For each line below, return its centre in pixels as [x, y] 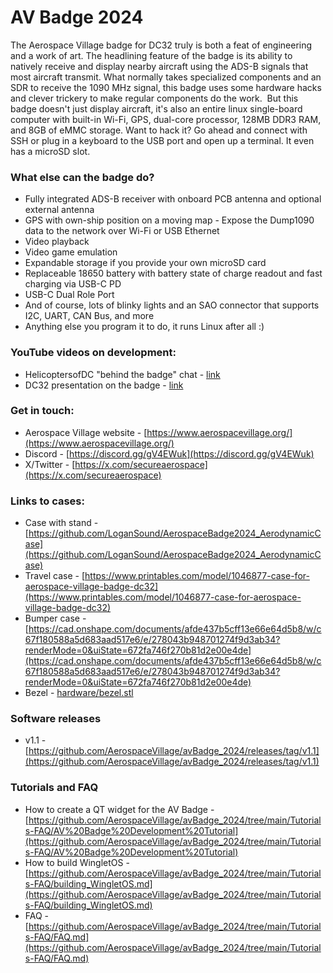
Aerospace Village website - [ [86, 432]
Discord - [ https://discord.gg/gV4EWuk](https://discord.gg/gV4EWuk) [169, 453]
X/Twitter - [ [50, 464]
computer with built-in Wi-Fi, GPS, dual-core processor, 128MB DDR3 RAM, [166, 119]
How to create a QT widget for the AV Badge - [119, 809]
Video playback [57, 242]
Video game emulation [71, 252]
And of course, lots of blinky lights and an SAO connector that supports [172, 305]
